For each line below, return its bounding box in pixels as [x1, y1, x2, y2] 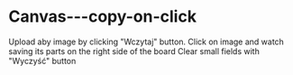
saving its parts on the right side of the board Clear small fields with [8, 45, 261, 56]
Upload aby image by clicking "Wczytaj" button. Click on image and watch [8, 36, 285, 47]
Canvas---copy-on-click [8, 6, 197, 27]
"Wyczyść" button [8, 55, 77, 66]
